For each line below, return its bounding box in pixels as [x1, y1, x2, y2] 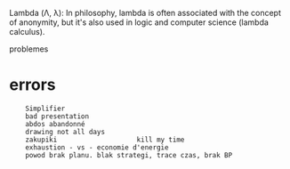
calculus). [9, 27, 45, 36]
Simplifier [25, 104, 66, 113]
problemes [9, 44, 49, 54]
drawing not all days [25, 127, 105, 136]
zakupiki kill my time [25, 135, 185, 144]
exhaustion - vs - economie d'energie [25, 142, 169, 152]
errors [9, 75, 56, 95]
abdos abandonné [25, 119, 86, 128]
